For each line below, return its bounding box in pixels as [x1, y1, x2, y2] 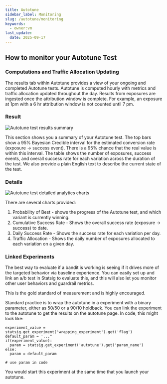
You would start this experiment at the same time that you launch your [5, 369, 149, 375]
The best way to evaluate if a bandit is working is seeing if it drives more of [5, 264, 160, 270]
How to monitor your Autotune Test [5, 53, 117, 62]
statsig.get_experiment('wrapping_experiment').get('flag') [5, 330, 133, 335]
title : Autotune [5, 7, 39, 12]
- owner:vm [9, 26, 32, 31]
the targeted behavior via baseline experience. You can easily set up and [5, 270, 155, 276]
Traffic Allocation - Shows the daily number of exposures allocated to [12, 236, 156, 242]
